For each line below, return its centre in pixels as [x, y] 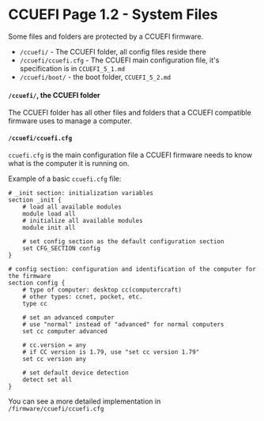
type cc [35, 304]
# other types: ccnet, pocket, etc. [83, 297]
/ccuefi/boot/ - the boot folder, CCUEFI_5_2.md [95, 77]
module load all [49, 214]
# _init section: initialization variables [81, 194]
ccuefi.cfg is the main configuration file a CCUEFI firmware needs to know [130, 155]
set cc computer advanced [65, 332]
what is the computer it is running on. [69, 164]
